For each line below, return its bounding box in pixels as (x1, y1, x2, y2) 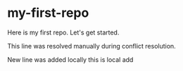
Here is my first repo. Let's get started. (7, 28, 120, 37)
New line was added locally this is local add (7, 55, 134, 64)
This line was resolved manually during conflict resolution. (7, 41, 176, 50)
